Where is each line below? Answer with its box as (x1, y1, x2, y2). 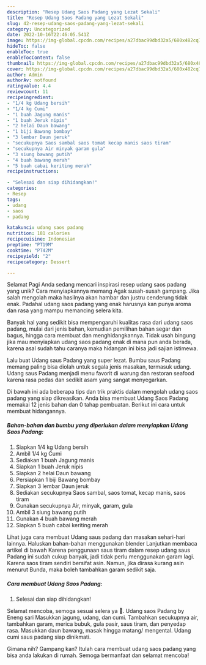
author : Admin (7, 72, 43, 78)
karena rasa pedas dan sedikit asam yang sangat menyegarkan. (7, 376, 167, 383)
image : (7, 37, 24, 43)
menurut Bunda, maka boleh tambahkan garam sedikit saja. (7, 566, 156, 573)
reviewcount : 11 (7, 89, 48, 95)
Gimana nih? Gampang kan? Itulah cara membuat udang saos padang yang (7, 645, 196, 653)
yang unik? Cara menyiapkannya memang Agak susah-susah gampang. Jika (7, 287, 199, 295)
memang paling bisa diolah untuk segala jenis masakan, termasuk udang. (7, 363, 191, 370)
